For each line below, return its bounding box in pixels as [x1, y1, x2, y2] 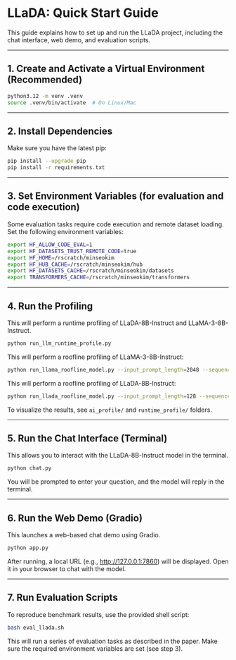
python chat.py [7, 465, 52, 472]
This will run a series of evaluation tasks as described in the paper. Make [7, 637, 218, 645]
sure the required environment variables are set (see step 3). [7, 644, 183, 653]
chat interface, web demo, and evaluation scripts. [7, 35, 151, 44]
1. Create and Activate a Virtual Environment [7, 63, 205, 75]
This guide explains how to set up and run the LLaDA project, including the [7, 28, 223, 37]
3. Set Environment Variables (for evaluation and [7, 190, 224, 202]
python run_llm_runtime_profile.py [7, 340, 112, 347]
